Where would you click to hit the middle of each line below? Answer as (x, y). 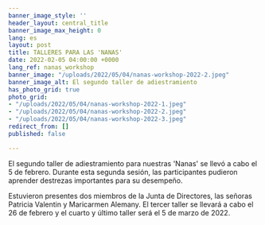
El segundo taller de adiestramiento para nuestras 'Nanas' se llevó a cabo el (133, 163)
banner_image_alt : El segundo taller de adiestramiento (103, 82)
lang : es (23, 38)
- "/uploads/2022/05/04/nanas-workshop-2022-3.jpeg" (97, 119)
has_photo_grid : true (44, 89)
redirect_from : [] (39, 126)
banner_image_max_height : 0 (55, 30)
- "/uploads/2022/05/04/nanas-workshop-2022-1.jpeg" (97, 104)
